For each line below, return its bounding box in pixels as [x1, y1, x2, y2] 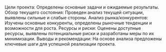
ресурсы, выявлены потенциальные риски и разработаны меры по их [4, 31, 154, 36]
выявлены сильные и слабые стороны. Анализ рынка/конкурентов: [4, 15, 148, 20]
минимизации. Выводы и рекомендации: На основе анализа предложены [4, 36, 162, 42]
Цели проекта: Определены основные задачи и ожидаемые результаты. [4, 4, 160, 10]
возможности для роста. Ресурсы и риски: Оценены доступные [4, 25, 142, 31]
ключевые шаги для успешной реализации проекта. [4, 41, 116, 47]
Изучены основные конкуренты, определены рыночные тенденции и [4, 20, 153, 26]
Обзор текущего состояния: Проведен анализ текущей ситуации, [4, 9, 144, 15]
